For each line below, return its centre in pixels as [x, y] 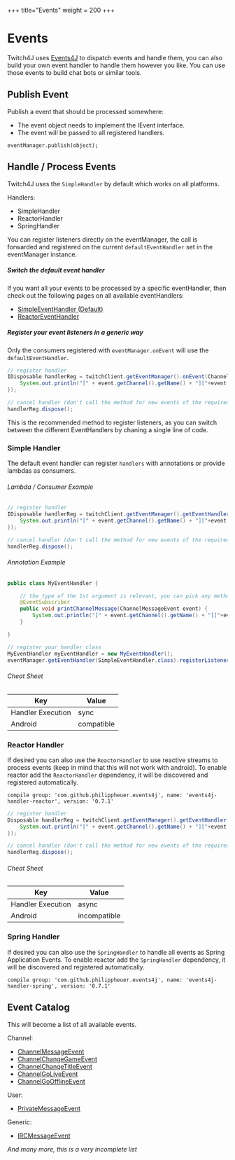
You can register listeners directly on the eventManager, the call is [102, 239]
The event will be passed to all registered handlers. [91, 132]
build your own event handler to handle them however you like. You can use [116, 65]
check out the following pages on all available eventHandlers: [95, 295]
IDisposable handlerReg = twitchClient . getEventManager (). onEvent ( [108, 377]
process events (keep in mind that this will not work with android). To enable [117, 767]
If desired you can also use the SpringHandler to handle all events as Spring [116, 952]
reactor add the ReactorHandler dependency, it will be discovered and [108, 775]
